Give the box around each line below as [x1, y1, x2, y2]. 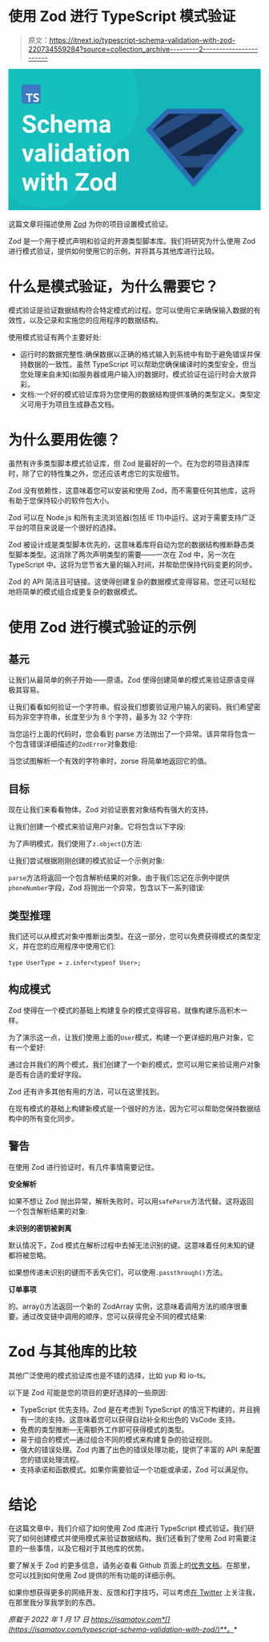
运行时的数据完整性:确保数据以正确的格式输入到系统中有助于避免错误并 [19, 349, 254, 359]
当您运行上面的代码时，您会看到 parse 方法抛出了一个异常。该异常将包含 [8, 729, 249, 739]
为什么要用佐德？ [8, 430, 122, 449]
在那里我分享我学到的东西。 [8, 1598, 100, 1608]
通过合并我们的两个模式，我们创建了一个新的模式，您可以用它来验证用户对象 [8, 1059, 261, 1069]
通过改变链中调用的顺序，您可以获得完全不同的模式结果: [22, 1311, 207, 1321]
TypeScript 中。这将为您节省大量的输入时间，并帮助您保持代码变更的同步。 [8, 560, 257, 570]
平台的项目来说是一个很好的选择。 [8, 522, 121, 533]
